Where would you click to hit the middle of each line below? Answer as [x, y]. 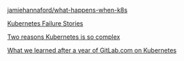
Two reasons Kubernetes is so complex [64, 37]
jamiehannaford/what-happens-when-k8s [67, 10]
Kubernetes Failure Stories [45, 23]
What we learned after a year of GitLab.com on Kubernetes [92, 50]
